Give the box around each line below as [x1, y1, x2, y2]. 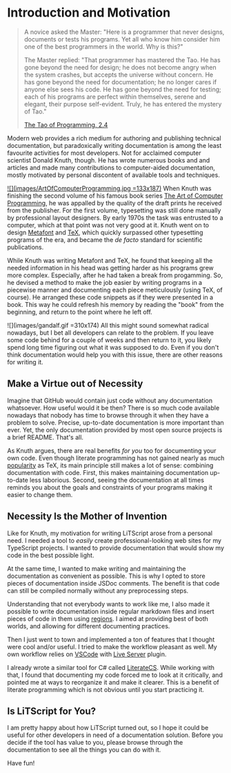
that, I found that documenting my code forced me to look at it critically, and [7, 671, 223, 679]
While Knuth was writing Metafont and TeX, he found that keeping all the [7, 256, 213, 264]
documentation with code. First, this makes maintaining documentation [7, 468, 209, 476]
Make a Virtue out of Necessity [7, 378, 143, 390]
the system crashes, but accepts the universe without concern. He [23, 71, 214, 79]
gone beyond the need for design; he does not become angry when [23, 63, 217, 71]
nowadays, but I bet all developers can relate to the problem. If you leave [7, 328, 214, 337]
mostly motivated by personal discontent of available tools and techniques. [7, 171, 221, 179]
